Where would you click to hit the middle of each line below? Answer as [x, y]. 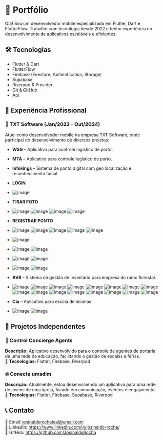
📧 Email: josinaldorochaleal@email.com [44, 422]
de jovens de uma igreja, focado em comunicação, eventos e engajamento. [81, 390]
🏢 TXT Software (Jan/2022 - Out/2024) [52, 124]
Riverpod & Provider [32, 84]
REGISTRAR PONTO [32, 221]
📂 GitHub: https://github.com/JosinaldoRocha [51, 432]
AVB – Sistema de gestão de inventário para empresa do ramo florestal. [84, 278]
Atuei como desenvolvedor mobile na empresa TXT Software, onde [72, 135]
